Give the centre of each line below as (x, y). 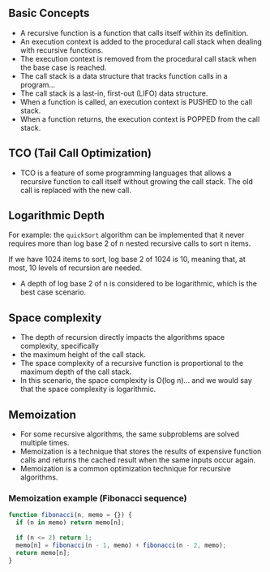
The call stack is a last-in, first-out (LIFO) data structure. (114, 93)
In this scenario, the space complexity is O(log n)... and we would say (136, 381)
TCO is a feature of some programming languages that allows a (126, 173)
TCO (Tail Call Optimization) (80, 153)
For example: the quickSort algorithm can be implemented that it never (126, 235)
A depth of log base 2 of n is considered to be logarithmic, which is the (139, 284)
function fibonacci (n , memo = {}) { (70, 515)
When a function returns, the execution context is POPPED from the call (140, 119)
